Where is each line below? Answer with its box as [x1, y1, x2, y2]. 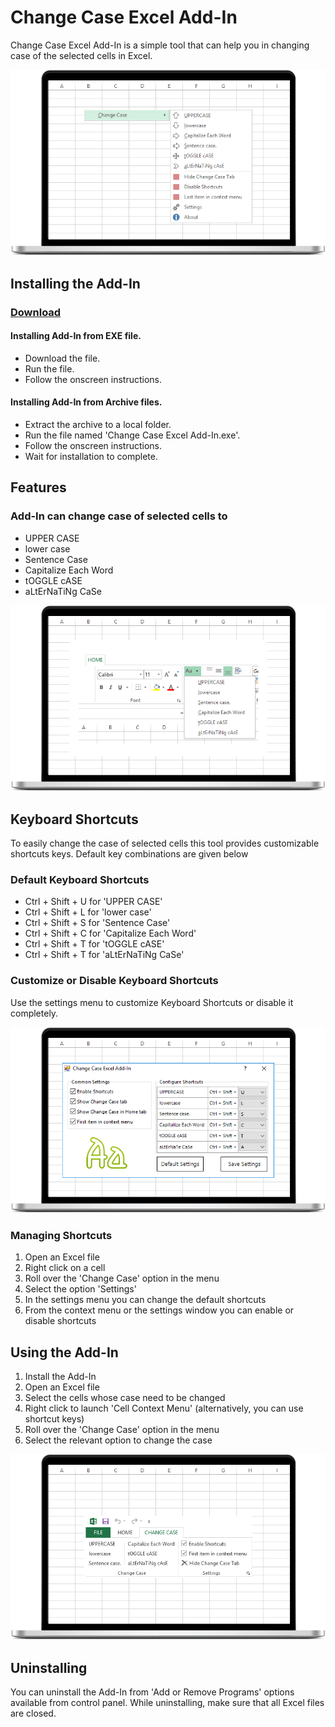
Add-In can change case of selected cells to [10, 509, 228, 523]
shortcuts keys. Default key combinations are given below [10, 847, 249, 860]
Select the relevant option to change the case [24, 1434, 213, 1446]
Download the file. [24, 352, 101, 364]
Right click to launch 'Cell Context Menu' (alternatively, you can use [24, 1402, 304, 1415]
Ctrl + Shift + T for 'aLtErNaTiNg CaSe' [24, 949, 185, 961]
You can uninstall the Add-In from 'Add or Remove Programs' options [10, 1686, 295, 1698]
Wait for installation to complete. [24, 451, 158, 463]
